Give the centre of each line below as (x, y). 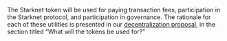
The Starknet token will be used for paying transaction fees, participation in (114, 10)
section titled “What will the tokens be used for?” (76, 31)
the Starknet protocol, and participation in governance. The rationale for (109, 17)
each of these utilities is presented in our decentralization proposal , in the (111, 24)
